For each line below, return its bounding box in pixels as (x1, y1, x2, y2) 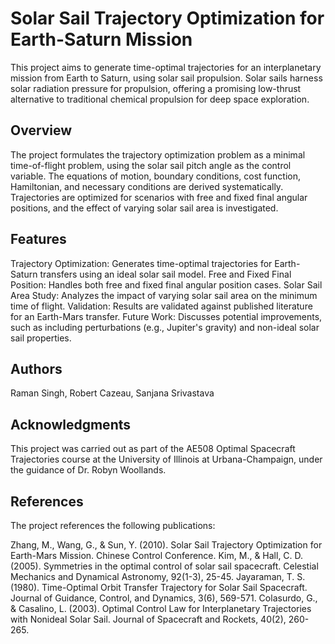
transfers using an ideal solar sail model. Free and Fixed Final (39, 268, 292, 280)
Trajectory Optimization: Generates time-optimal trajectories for (10, 257, 273, 269)
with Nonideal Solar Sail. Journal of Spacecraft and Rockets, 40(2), (10, 613, 287, 625)
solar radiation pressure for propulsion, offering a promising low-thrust (10, 82, 302, 94)
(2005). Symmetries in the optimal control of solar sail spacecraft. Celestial (10, 560, 319, 572)
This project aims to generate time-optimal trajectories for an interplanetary (10, 61, 322, 73)
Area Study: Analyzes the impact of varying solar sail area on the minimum (10, 289, 318, 301)
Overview (10, 122, 73, 139)
